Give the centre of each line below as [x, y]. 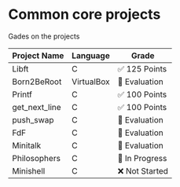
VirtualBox [91, 82]
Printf [22, 94]
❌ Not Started [143, 170]
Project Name [38, 55]
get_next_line [37, 107]
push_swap [33, 119]
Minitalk [27, 145]
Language [91, 55]
